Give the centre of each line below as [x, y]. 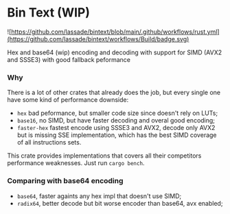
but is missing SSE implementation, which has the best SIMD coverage [117, 135]
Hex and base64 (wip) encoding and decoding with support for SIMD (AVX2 [115, 52]
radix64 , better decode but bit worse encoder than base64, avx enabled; [120, 203]
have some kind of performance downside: [68, 100]
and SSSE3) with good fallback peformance [69, 59]
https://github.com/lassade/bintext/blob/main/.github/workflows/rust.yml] [115, 32]
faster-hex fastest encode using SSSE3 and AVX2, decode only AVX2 [116, 128]
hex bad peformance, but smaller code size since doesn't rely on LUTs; [117, 113]
